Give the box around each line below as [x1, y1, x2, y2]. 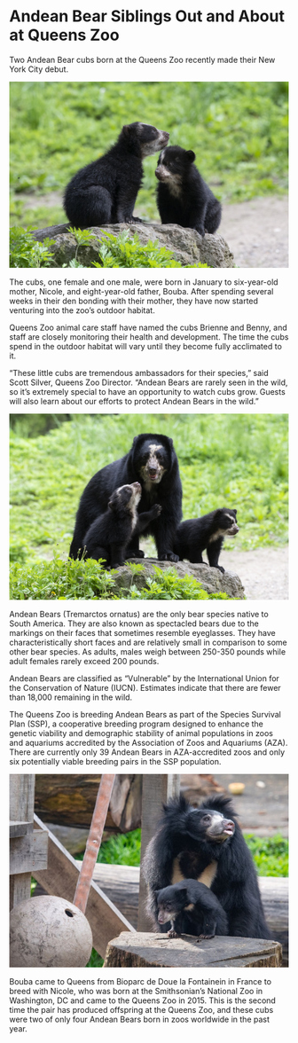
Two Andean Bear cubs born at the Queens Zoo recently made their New [9, 54, 276, 65]
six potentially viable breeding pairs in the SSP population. [9, 756, 222, 766]
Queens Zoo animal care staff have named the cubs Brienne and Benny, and [9, 322, 288, 333]
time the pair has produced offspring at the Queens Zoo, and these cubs [9, 1004, 274, 1015]
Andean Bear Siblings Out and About [9, 6, 286, 27]
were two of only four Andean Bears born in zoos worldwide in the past [9, 1014, 271, 1024]
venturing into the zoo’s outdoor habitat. [9, 304, 155, 316]
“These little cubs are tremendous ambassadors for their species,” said [9, 367, 269, 378]
